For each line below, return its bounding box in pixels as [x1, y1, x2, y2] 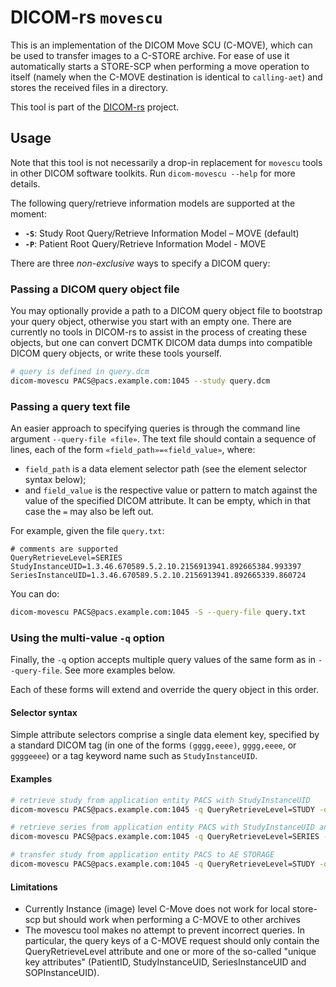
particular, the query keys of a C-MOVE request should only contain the [24, 935, 320, 947]
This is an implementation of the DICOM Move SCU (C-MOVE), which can [10, 39, 313, 51]
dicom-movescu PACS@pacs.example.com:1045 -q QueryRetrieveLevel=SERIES [10, 832, 320, 842]
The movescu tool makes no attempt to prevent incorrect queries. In [24, 924, 305, 936]
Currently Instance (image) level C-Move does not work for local [24, 903, 291, 915]
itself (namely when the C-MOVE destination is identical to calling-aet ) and [10, 71, 323, 83]
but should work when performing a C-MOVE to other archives [42, 914, 301, 926]
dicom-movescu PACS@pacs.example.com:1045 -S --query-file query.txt [10, 607, 307, 618]
